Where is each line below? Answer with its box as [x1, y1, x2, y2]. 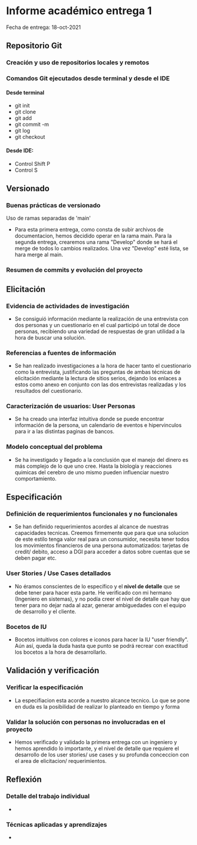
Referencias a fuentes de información [6, 348, 116, 357]
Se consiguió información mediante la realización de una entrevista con [14, 315, 189, 322]
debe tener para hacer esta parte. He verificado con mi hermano [14, 589, 172, 596]
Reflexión [6, 775, 42, 785]
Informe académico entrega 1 [6, 4, 152, 18]
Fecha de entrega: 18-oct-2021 [6, 24, 81, 31]
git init [14, 102, 30, 109]
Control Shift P [14, 160, 50, 167]
